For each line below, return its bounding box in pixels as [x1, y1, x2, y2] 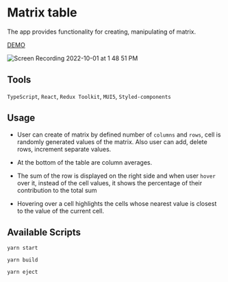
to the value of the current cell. [16, 207, 105, 215]
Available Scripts [7, 226, 81, 238]
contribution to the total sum [16, 186, 97, 194]
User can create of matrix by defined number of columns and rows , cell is [16, 130, 221, 139]
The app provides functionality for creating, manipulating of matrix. [7, 27, 197, 36]
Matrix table [7, 5, 77, 21]
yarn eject [7, 269, 38, 276]
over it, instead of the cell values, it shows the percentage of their [16, 178, 203, 187]
